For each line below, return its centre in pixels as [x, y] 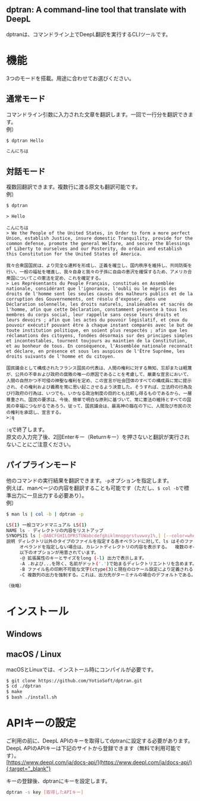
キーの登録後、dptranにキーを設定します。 [58, 781]
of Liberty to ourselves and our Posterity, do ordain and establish [94, 249]
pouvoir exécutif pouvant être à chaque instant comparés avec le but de [100, 325]
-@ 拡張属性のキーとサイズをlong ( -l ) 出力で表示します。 [83, 558]
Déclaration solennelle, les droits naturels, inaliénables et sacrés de [100, 304]
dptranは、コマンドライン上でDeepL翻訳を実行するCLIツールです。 [89, 34]
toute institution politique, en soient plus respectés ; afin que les [97, 330]
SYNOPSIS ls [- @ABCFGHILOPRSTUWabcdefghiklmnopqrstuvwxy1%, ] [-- [89, 536]
